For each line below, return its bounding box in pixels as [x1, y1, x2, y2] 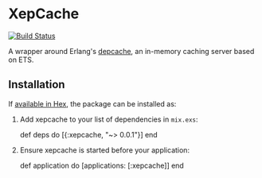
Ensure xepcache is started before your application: [19, 145, 190, 155]
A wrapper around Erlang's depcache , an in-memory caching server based [8, 46, 255, 56]
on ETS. [8, 55, 34, 64]
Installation [8, 78, 65, 91]
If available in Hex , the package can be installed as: [8, 99, 177, 108]
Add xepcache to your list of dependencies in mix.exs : [19, 114, 198, 124]
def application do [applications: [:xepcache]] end [19, 161, 185, 170]
